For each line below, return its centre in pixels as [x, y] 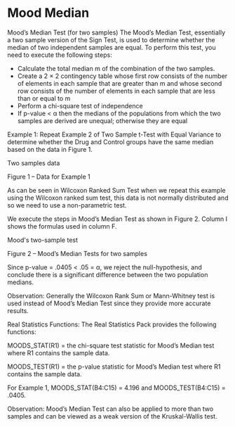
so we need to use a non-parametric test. [67, 205]
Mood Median [48, 13]
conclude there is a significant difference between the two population [108, 274]
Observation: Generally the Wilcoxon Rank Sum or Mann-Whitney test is [111, 295]
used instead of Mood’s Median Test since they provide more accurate [109, 303]
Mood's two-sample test [43, 240]
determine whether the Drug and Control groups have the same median [110, 141]
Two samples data [34, 162]
